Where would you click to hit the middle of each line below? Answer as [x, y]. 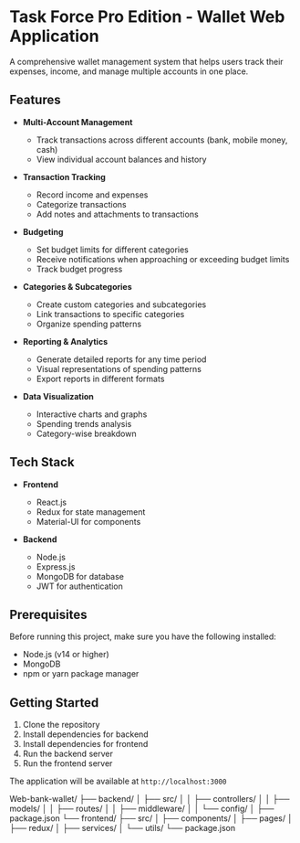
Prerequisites [48, 614]
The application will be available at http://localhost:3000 [118, 781]
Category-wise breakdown [86, 433]
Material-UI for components [88, 521]
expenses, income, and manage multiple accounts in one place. [129, 71]
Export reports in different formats [100, 379]
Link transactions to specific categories [110, 314]
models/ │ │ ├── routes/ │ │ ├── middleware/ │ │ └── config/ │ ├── [142, 809]
